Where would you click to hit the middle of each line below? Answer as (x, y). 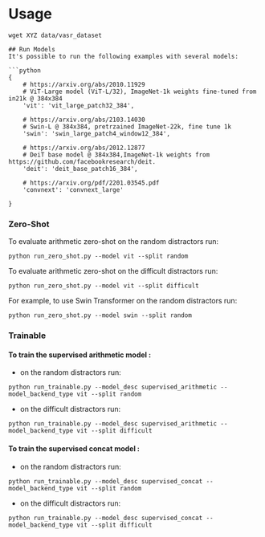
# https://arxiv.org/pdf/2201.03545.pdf (91, 183)
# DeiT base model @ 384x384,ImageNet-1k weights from (116, 155)
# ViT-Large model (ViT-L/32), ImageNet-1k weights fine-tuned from (140, 92)
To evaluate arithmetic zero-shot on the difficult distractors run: (113, 271)
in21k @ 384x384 (35, 98)
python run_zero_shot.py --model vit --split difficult (104, 286)
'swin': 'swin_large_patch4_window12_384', (97, 133)
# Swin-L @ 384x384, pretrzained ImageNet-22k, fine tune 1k (127, 126)
